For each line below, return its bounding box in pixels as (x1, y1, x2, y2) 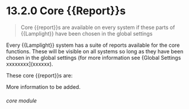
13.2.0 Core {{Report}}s (6, 4, 126, 18)
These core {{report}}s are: (6, 72, 73, 79)
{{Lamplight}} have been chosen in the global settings (20, 30, 153, 37)
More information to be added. (6, 83, 81, 90)
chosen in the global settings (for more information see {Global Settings (6, 54, 181, 61)
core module (6, 97, 37, 104)
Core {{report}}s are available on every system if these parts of (20, 24, 175, 31)
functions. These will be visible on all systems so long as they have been (6, 47, 184, 54)
